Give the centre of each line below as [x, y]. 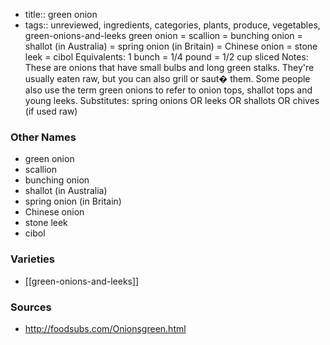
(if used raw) [51, 111]
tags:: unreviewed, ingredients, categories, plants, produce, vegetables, [172, 25]
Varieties [32, 259]
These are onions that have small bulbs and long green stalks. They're [169, 67]
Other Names [43, 137]
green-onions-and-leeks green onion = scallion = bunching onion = [163, 35]
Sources [31, 307]
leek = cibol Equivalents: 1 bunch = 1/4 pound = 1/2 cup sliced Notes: [166, 57]
